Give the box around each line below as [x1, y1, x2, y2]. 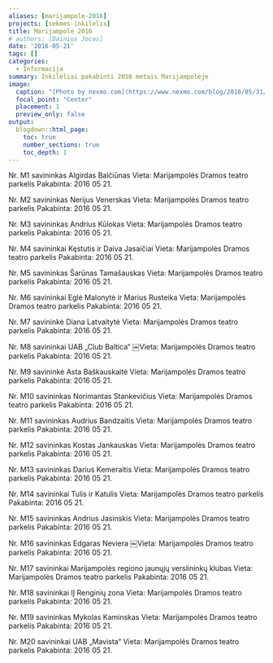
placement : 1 [15, 103, 60, 111]
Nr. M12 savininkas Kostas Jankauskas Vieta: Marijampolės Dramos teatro [8, 441, 256, 450]
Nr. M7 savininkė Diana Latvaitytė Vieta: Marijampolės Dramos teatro [8, 317, 238, 327]
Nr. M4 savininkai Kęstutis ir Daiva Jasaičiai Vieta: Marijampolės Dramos [8, 244, 250, 253]
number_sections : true [23, 140, 100, 149]
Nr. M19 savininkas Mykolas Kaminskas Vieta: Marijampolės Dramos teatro [8, 613, 258, 622]
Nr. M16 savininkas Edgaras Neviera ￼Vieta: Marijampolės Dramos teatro [8, 538, 254, 548]
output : [8, 118, 35, 126]
